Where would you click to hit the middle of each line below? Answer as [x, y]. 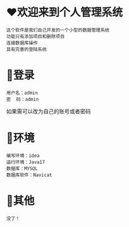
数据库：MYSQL [22, 168]
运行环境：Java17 [26, 162]
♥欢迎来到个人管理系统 [64, 12]
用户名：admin [22, 93]
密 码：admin [23, 99]
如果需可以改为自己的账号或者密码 [49, 111]
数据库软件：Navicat [29, 175]
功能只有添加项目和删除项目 [36, 36]
